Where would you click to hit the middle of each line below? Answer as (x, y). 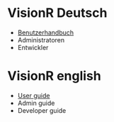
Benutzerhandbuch (46, 32)
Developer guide (42, 110)
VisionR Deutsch (57, 13)
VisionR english (54, 76)
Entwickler (33, 47)
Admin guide (36, 103)
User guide (34, 95)
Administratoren (41, 39)
